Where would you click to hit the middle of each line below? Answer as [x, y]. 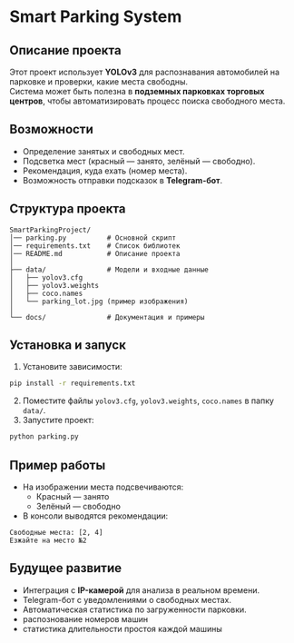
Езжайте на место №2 [49, 540]
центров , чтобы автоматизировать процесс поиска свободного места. [147, 101]
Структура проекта [68, 209]
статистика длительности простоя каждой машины [122, 628]
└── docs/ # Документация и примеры [107, 317]
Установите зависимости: [72, 367]
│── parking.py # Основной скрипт [93, 238]
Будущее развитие [66, 568]
